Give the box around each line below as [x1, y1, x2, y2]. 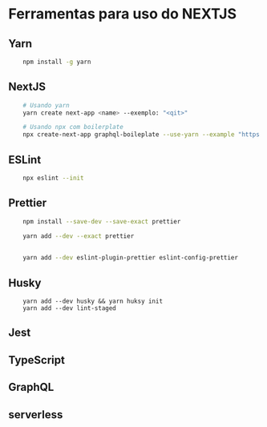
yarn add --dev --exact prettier [22, 232, 135, 240]
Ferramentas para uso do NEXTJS [8, 5, 237, 23]
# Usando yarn [22, 101, 70, 109]
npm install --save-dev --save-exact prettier [22, 217, 181, 225]
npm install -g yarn [22, 58, 91, 66]
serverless [8, 408, 63, 421]
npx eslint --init [22, 174, 84, 182]
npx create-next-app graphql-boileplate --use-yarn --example [22, 131, 235, 139]
